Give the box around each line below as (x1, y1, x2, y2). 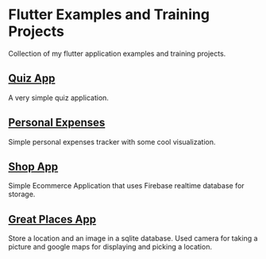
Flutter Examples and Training (8, 6, 210, 24)
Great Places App (8, 212, 97, 226)
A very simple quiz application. (8, 93, 110, 102)
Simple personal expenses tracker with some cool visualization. (8, 137, 216, 146)
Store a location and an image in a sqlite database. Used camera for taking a (8, 234, 258, 243)
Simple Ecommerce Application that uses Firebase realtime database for (8, 181, 245, 191)
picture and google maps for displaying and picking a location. (8, 242, 213, 252)
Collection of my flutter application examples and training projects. (8, 48, 226, 58)
